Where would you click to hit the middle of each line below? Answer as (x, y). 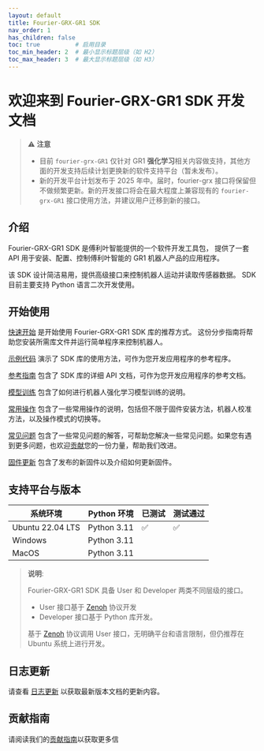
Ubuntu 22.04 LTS (46, 528)
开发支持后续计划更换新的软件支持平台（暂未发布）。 (138, 170)
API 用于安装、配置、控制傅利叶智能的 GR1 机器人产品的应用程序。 (116, 258)
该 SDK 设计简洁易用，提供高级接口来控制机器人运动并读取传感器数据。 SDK (132, 275)
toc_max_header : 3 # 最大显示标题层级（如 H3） (83, 60)
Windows (30, 540)
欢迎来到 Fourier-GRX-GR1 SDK (111, 101)
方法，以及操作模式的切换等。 (56, 419)
